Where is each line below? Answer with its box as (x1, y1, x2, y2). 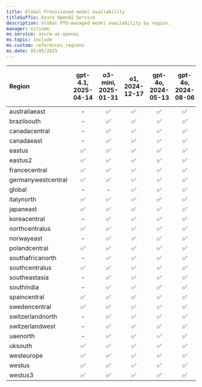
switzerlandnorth (9, 312, 57, 320)
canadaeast (9, 136, 43, 145)
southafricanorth (9, 254, 57, 262)
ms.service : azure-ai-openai (6, 31, 79, 37)
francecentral (9, 166, 47, 174)
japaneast (9, 205, 37, 213)
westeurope (9, 351, 43, 359)
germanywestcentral (9, 175, 68, 184)
